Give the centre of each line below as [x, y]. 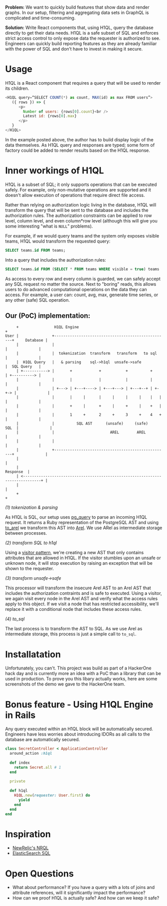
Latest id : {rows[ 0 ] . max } [50, 116]
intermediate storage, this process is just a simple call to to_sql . [71, 634]
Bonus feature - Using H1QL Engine [79, 704]
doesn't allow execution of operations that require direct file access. [75, 195]
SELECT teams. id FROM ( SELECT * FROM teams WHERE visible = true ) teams [82, 269]
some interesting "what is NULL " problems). [49, 226]
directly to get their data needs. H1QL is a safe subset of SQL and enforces [82, 33]
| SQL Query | [23, 367]
